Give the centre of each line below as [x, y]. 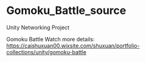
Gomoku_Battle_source [66, 11]
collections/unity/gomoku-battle [47, 52]
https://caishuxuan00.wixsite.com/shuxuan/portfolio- [73, 46]
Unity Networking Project [38, 27]
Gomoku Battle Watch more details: [50, 39]
